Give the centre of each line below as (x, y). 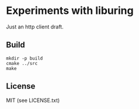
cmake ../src (22, 63)
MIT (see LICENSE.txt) (33, 100)
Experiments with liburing (70, 11)
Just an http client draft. (35, 27)
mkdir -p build (25, 58)
